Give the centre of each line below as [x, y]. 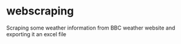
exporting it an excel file [36, 34]
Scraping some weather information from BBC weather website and [91, 28]
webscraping [40, 11]
